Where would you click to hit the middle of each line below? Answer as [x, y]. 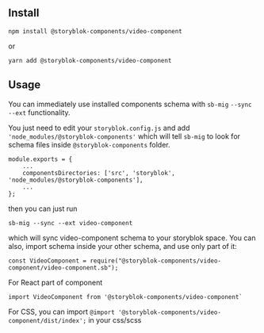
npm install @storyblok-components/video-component [95, 31]
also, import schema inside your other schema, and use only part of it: [123, 246]
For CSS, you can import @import [61, 312]
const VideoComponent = [48, 261]
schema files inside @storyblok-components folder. [89, 144]
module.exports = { [40, 159]
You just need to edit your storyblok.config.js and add [99, 128]
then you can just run [43, 209]
